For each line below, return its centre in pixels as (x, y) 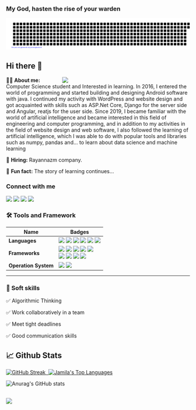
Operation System (31, 266)
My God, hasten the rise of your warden (63, 9)
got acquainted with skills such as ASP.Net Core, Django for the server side (97, 105)
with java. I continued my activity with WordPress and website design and (94, 99)
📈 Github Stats (34, 355)
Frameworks (24, 253)
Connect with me (31, 186)
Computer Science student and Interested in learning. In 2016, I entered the (97, 86)
